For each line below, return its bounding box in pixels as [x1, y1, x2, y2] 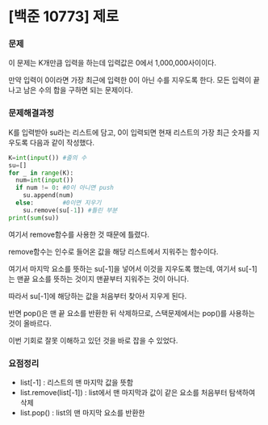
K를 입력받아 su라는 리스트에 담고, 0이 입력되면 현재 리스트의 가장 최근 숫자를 [8, 127, 252, 137]
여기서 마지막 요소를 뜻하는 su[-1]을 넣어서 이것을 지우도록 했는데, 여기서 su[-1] [8, 263, 258, 273]
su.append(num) [23, 191, 74, 200]
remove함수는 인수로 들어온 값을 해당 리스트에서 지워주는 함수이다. [8, 246, 219, 256]
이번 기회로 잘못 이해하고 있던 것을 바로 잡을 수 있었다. [8, 335, 178, 345]
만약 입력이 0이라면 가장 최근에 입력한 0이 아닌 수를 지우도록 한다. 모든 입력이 [8, 75, 252, 85]
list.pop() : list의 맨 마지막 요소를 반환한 [19, 407, 145, 417]
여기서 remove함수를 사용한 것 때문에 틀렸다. [8, 229, 150, 239]
